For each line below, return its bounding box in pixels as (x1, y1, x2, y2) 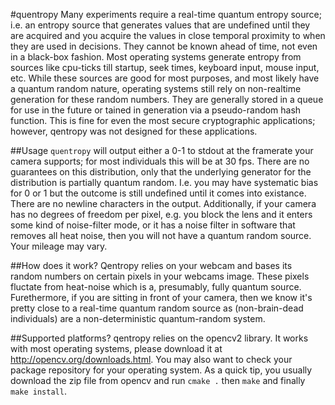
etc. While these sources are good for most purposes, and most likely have (10, 72, 320, 84)
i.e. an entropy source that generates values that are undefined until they (10, 19, 311, 31)
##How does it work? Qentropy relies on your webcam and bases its (10, 260, 293, 271)
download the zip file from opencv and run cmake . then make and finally (10, 375, 306, 386)
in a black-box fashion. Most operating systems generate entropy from (10, 51, 302, 63)
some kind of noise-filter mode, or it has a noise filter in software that (10, 219, 296, 231)
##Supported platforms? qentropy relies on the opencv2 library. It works (10, 332, 309, 344)
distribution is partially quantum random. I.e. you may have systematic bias (10, 177, 319, 188)
